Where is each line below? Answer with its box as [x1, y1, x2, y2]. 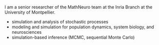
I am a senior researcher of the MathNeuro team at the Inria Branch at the [4, 4, 153, 10]
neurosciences [11, 29, 42, 35]
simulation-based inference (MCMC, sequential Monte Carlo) [11, 34, 135, 40]
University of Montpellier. [4, 9, 56, 15]
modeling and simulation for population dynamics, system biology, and [11, 24, 155, 30]
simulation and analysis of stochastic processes [11, 19, 109, 24]
